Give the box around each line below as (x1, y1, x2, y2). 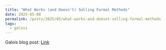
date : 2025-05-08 (5, 12, 41, 17)
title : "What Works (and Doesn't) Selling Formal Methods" (5, 7, 130, 12)
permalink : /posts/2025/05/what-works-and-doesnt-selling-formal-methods (5, 16, 162, 21)
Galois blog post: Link (5, 39, 50, 45)
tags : (5, 21, 16, 26)
